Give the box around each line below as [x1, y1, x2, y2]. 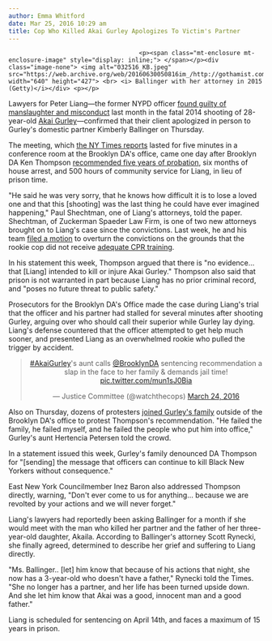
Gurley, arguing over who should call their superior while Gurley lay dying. [8, 317, 255, 327]
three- [240, 523, 261, 533]
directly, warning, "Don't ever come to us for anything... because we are [8, 490, 249, 500]
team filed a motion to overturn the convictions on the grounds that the [8, 234, 245, 243]
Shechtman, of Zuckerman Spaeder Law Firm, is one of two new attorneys [8, 217, 257, 226]
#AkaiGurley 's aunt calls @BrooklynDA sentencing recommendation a [29, 359, 263, 368]
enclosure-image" [8, 56, 67, 65]
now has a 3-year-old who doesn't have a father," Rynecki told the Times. [8, 574, 254, 583]
